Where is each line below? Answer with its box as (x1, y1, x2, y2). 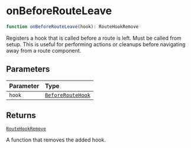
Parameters (6, 64, 50, 75)
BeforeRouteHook (44, 92, 90, 98)
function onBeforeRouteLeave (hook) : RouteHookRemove (6, 24, 139, 30)
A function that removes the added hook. (6, 136, 106, 143)
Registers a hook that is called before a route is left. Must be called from (6, 34, 182, 41)
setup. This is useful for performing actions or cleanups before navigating (6, 40, 186, 48)
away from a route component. (6, 47, 82, 54)
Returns (6, 111, 37, 121)
